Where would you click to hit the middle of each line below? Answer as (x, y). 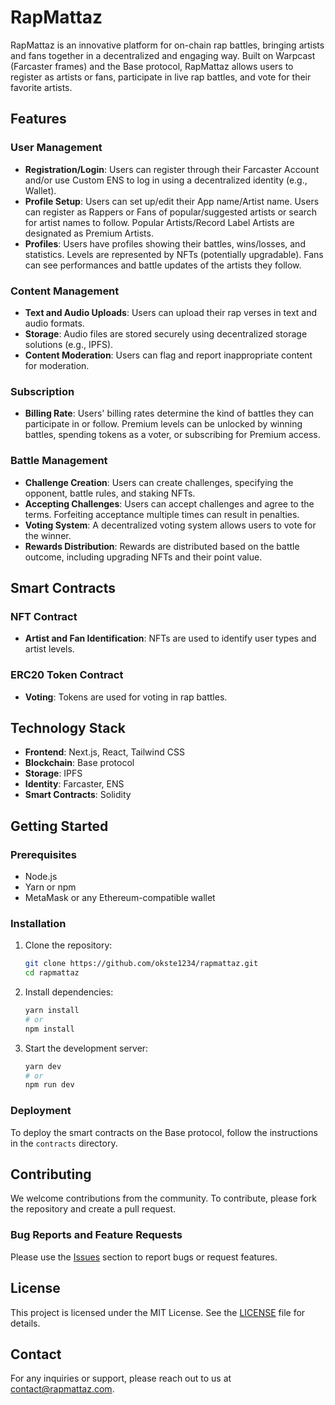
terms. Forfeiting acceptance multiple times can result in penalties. (162, 514)
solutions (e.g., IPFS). (69, 344)
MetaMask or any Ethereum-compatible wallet (120, 897)
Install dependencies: (69, 992)
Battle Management (59, 461)
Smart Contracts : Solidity (78, 795)
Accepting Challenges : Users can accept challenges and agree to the (169, 503)
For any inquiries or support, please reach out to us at (121, 1378)
